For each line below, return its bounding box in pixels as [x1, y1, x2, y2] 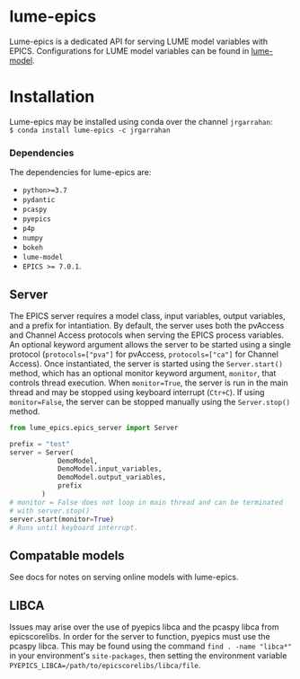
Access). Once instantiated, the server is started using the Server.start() [9, 357, 283, 369]
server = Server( [9, 447, 75, 457]
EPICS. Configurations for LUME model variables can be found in [9, 45, 250, 56]
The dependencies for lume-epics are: [9, 167, 152, 178]
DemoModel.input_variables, [57, 464, 163, 473]
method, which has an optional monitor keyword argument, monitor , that [9, 367, 277, 378]
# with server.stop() [9, 506, 91, 516]
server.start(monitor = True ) [9, 515, 115, 524]
